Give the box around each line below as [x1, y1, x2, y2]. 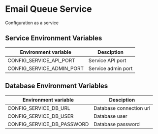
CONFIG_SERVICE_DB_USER [7, 112, 74, 119]
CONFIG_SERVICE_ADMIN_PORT [7, 65, 84, 72]
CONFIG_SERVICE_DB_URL [7, 104, 70, 111]
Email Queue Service [5, 3, 92, 15]
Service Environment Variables [5, 34, 102, 42]
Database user [93, 112, 127, 119]
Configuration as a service [5, 20, 59, 26]
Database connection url [93, 104, 151, 111]
